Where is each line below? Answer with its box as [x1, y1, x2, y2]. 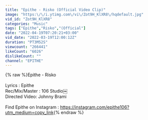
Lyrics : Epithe [5, 83, 34, 89]
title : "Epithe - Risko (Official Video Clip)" [5, 7, 106, 12]
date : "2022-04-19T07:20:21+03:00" [5, 30, 79, 35]
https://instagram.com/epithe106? [60, 104, 130, 110]
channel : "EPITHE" [5, 58, 43, 63]
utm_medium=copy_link [5, 110, 54, 116]
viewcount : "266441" [5, 44, 48, 49]
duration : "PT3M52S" [5, 40, 48, 45]
